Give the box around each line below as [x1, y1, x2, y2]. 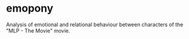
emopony [6, 2, 54, 15]
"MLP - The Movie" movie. [6, 27, 70, 34]
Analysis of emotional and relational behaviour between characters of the [6, 21, 184, 28]
